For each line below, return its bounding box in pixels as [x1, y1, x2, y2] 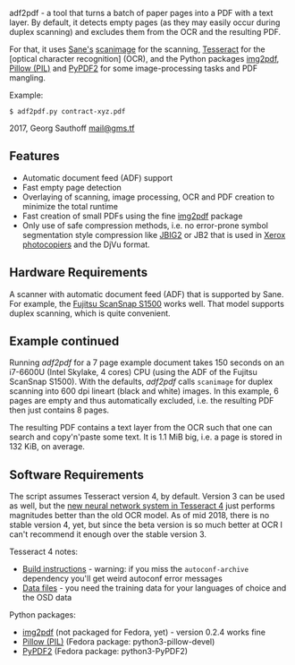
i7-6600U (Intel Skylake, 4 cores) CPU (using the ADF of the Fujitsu [9, 367, 257, 378]
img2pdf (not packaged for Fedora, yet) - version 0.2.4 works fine [21, 627, 266, 638]
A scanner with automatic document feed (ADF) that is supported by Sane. [9, 288, 284, 299]
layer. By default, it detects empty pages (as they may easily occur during [9, 17, 281, 28]
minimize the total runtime [21, 200, 119, 211]
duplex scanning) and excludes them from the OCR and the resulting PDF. [9, 27, 282, 37]
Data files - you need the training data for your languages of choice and [21, 583, 287, 593]
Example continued [9, 334, 120, 349]
